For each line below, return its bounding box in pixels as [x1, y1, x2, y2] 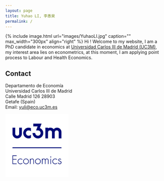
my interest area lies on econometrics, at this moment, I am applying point [5, 49, 159, 55]
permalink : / [5, 19, 33, 24]
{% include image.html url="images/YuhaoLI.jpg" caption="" [5, 33, 131, 39]
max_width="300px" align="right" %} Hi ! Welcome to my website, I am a [5, 38, 157, 45]
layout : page [5, 8, 33, 13]
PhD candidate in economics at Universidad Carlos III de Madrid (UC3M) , [5, 44, 157, 50]
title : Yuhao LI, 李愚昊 [5, 13, 56, 19]
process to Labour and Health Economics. [5, 54, 93, 61]
